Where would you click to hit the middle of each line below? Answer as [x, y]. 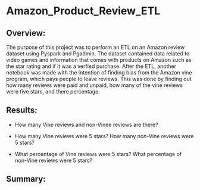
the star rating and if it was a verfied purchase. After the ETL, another [91, 66]
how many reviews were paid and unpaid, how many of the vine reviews [95, 85]
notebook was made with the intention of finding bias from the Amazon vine [99, 72]
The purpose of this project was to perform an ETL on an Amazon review [96, 47]
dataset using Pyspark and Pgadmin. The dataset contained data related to [98, 54]
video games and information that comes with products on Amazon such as [99, 60]
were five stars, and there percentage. [53, 91]
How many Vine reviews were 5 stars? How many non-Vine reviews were [104, 136]
